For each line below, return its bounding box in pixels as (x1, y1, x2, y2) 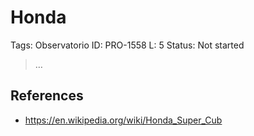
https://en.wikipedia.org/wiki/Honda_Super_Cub (24, 114, 223, 126)
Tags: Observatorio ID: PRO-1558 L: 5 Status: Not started (10, 39, 245, 51)
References (10, 87, 84, 105)
